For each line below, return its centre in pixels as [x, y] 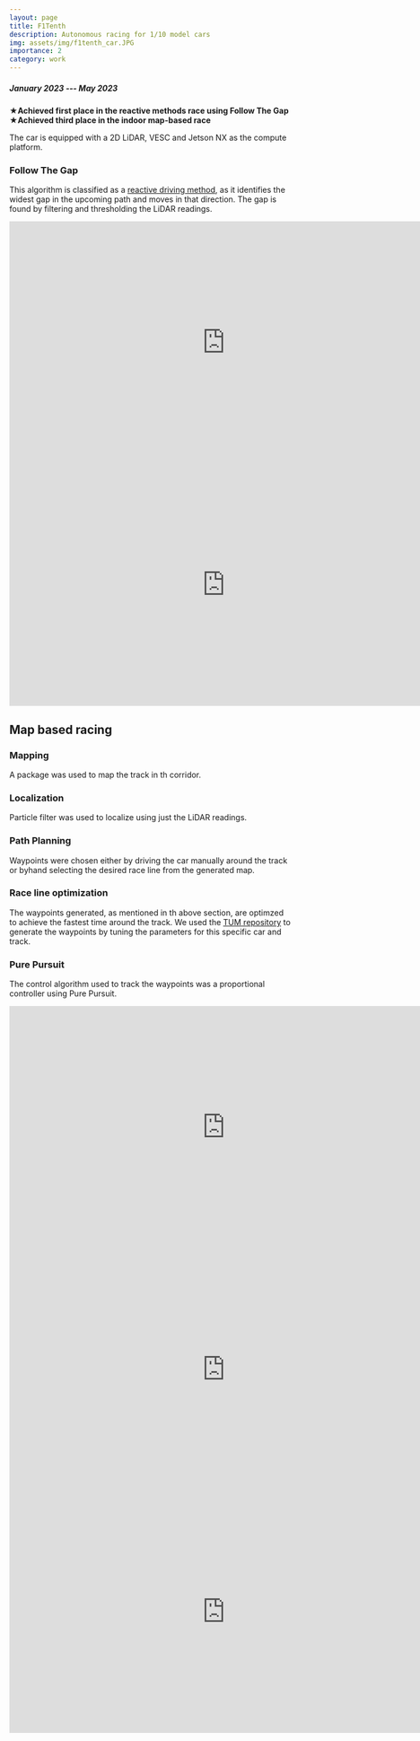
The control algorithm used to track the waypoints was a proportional [137, 984]
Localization [37, 798]
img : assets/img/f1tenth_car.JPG [72, 43]
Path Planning [40, 841]
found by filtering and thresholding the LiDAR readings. [111, 209]
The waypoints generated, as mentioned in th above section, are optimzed [147, 913]
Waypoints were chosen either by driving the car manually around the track [149, 860]
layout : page [34, 17]
